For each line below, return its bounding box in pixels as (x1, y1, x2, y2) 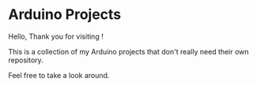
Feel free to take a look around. (8, 70, 110, 80)
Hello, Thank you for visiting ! (8, 32, 104, 41)
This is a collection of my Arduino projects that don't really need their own (8, 47, 249, 56)
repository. (8, 55, 43, 65)
